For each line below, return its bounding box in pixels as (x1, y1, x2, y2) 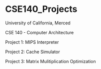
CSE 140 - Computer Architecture (5, 29, 74, 35)
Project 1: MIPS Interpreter (5, 39, 59, 45)
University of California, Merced (5, 20, 71, 26)
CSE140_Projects (5, 3, 78, 15)
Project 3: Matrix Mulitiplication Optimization (5, 58, 96, 64)
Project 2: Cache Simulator (5, 49, 60, 55)
